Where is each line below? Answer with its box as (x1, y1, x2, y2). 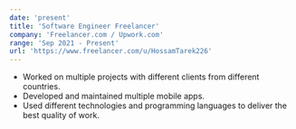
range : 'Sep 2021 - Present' (9, 38, 119, 48)
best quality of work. (22, 110, 100, 121)
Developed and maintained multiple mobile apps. (22, 91, 205, 102)
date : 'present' (9, 13, 71, 23)
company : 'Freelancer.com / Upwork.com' (9, 30, 165, 39)
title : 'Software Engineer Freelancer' (9, 22, 160, 31)
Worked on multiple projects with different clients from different (22, 71, 260, 82)
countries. (22, 81, 61, 92)
